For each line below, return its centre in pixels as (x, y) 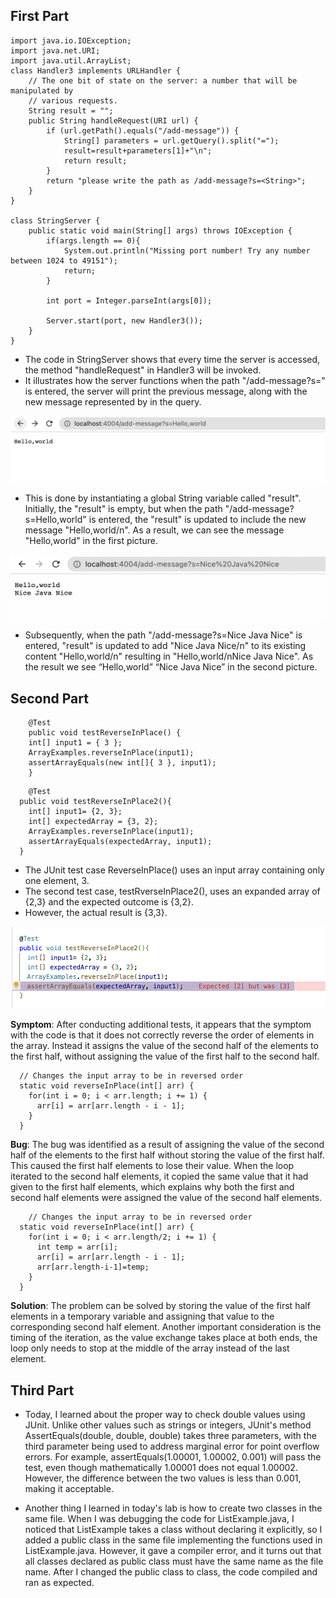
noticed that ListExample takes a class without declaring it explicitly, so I (173, 1529)
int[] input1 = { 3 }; (75, 743)
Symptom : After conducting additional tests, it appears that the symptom (161, 1025)
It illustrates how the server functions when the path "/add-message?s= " (175, 380)
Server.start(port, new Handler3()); (124, 320)
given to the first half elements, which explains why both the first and (152, 1187)
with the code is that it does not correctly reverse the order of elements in (162, 1035)
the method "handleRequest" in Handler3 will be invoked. (143, 370)
